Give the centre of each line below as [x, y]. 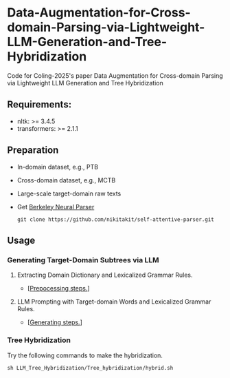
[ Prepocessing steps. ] [59, 288]
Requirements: [39, 105]
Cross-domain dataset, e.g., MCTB [66, 180]
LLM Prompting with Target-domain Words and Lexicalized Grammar [114, 302]
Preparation [33, 150]
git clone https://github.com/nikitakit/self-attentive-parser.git [115, 219]
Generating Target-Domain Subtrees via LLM [83, 260]
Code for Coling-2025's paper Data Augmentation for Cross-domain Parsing [115, 75]
